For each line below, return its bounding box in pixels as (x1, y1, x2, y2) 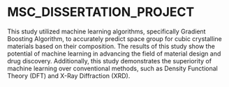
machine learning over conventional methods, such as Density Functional (7, 64, 218, 72)
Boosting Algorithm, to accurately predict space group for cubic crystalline (7, 34, 222, 42)
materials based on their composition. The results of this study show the (7, 42, 215, 50)
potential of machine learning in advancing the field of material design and (7, 49, 221, 58)
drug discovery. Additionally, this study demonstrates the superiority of (7, 56, 212, 65)
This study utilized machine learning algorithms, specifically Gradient (7, 27, 206, 35)
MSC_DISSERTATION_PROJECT (7, 4, 195, 20)
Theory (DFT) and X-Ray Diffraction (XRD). (7, 71, 131, 80)
